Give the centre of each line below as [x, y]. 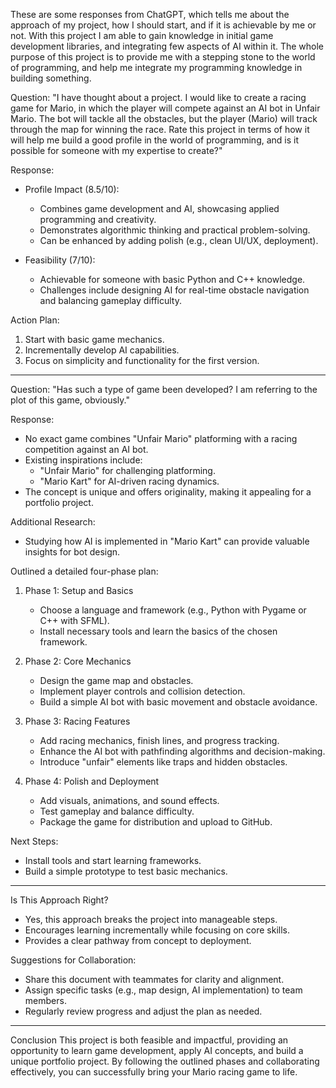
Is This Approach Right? [59, 900]
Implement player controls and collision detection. [142, 691]
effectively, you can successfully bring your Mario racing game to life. [154, 1072]
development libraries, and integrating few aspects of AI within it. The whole [167, 46]
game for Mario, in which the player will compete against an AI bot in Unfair [165, 108]
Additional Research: [53, 522]
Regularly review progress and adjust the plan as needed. [143, 1011]
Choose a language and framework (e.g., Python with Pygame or [173, 610]
